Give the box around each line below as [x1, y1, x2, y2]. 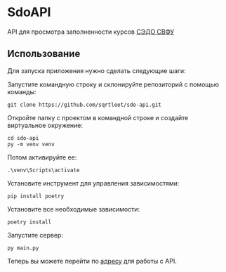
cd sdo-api [7, 134, 39, 141]
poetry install [7, 219, 52, 226]
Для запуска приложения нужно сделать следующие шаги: [7, 66, 186, 75]
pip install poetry [7, 193, 65, 200]
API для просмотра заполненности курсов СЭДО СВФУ [7, 27, 175, 36]
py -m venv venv [7, 141, 55, 148]
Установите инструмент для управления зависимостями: [7, 179, 180, 187]
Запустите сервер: [7, 231, 63, 239]
